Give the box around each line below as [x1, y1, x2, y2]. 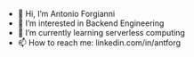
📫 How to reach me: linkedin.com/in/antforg [17, 37, 181, 48]
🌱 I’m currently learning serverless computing [17, 28, 185, 37]
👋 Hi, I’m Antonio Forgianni [17, 9, 116, 19]
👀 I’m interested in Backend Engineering [17, 18, 165, 28]
